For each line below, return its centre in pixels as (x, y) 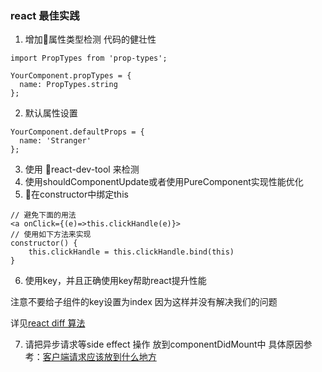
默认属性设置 (51, 113)
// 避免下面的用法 (43, 215)
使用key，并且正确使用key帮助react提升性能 (115, 281)
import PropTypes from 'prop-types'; (89, 58)
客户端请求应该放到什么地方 (99, 357)
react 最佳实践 (45, 15)
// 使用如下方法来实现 (51, 235)
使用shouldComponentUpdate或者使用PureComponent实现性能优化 (164, 182)
